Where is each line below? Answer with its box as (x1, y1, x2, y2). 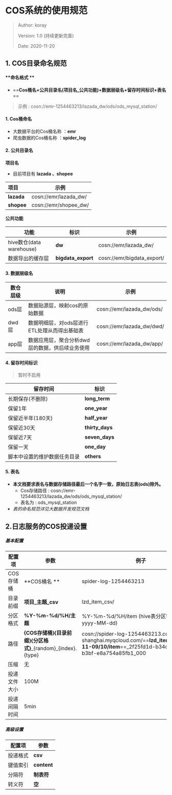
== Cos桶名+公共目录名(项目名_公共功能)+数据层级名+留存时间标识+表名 (12, 87, 166, 93)
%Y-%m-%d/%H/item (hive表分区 (81, 612, 166, 619)
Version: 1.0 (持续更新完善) (17, 32, 74, 39)
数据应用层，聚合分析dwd (28, 337, 90, 344)
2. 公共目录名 (5, 147, 33, 154)
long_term (84, 395, 110, 402)
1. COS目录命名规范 (5, 59, 67, 68)
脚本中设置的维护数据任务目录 (8, 453, 80, 460)
